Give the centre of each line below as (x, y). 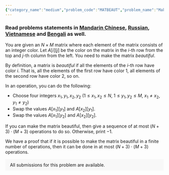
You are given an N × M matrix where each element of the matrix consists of (84, 45)
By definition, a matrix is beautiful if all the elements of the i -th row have (80, 65)
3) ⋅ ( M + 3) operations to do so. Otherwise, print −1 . (59, 132)
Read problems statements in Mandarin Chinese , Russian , (77, 27)
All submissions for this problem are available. (57, 165)
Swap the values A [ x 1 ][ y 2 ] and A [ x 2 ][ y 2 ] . (55, 116)
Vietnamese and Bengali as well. (46, 34)
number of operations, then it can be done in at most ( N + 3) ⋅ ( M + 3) (77, 147)
